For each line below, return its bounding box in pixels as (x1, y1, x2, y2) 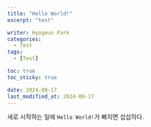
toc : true (7, 67, 36, 74)
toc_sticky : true (7, 74, 57, 81)
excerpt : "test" (7, 17, 54, 24)
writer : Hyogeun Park (7, 29, 70, 36)
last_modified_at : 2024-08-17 (7, 93, 95, 100)
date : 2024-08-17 (7, 86, 57, 94)
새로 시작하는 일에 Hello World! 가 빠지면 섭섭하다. (7, 112, 144, 121)
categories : (7, 35, 42, 42)
